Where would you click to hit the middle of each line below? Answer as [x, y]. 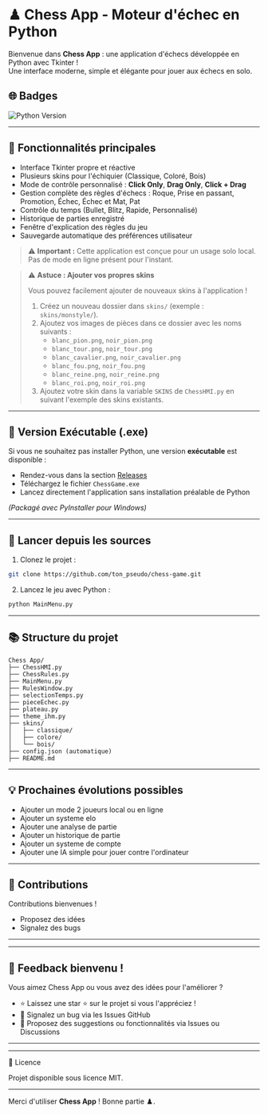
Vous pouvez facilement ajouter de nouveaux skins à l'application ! [137, 291]
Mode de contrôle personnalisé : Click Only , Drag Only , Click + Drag [133, 184]
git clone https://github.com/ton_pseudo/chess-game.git [105, 575]
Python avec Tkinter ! [43, 62]
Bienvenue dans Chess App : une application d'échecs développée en [124, 54]
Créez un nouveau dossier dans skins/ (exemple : [122, 306]
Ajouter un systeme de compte [70, 844]
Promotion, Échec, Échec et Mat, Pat [80, 201]
